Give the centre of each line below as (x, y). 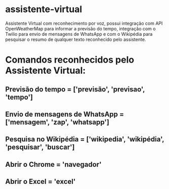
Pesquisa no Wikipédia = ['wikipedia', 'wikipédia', (85, 139)
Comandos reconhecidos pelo (70, 60)
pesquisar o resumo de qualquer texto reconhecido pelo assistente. (76, 39)
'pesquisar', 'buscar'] (40, 147)
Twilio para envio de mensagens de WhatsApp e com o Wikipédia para (79, 34)
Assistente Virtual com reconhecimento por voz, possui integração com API (84, 23)
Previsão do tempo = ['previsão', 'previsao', (75, 89)
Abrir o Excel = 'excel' (40, 182)
